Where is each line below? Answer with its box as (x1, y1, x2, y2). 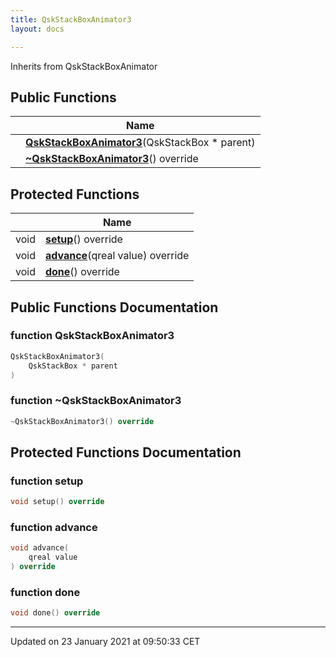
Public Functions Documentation (10, 299, 219, 316)
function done (10, 586, 81, 600)
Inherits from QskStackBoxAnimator (10, 60, 158, 72)
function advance (10, 521, 98, 535)
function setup (10, 474, 84, 488)
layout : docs (10, 24, 65, 34)
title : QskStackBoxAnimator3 (10, 14, 132, 25)
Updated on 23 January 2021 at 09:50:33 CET (10, 636, 201, 648)
